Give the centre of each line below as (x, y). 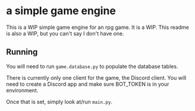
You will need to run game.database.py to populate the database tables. (92, 66)
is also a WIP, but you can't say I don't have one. (65, 33)
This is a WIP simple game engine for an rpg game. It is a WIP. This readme (97, 27)
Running (22, 52)
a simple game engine (61, 11)
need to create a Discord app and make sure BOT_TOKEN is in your (88, 84)
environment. (22, 90)
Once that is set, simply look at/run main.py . (59, 102)
